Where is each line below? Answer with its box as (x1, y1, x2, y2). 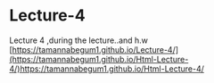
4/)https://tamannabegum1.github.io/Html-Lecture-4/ (9, 63, 205, 74)
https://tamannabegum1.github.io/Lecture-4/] (12, 44, 179, 54)
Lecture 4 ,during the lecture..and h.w (9, 35, 149, 46)
